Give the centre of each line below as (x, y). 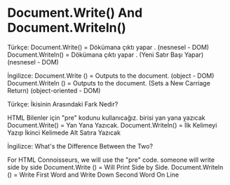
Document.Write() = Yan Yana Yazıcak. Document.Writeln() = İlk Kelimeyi (112, 125)
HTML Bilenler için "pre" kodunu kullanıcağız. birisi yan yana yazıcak (106, 118)
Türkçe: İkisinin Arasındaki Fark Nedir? (63, 104)
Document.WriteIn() (67, 28)
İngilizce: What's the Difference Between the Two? (80, 146)
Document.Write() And (75, 13)
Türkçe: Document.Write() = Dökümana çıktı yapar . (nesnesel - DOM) (108, 47)
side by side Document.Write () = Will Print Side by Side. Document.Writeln (115, 167)
